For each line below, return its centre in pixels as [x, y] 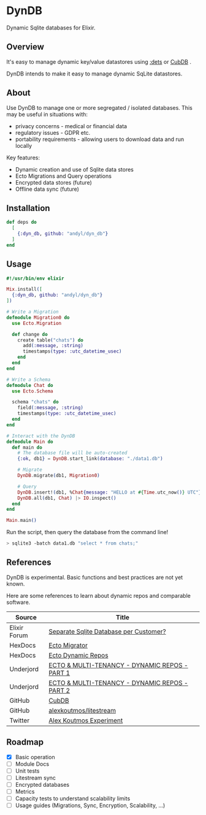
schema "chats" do [36, 402]
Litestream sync [36, 778]
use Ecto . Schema [32, 391]
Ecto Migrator [68, 645]
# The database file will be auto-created [72, 453]
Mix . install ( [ [25, 289]
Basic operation [35, 757]
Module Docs [32, 763]
